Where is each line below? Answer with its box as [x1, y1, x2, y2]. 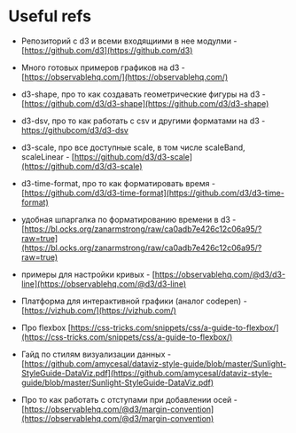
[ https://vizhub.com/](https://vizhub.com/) [20, 304, 176, 316]
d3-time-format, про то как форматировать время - [20, 177, 216, 188]
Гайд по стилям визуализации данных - [20, 349, 172, 359]
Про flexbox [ [20, 322, 72, 333]
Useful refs [8, 6, 92, 27]
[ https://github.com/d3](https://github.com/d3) [20, 44, 193, 55]
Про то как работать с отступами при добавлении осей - [20, 394, 238, 405]
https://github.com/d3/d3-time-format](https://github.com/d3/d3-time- [24, 187, 284, 198]
